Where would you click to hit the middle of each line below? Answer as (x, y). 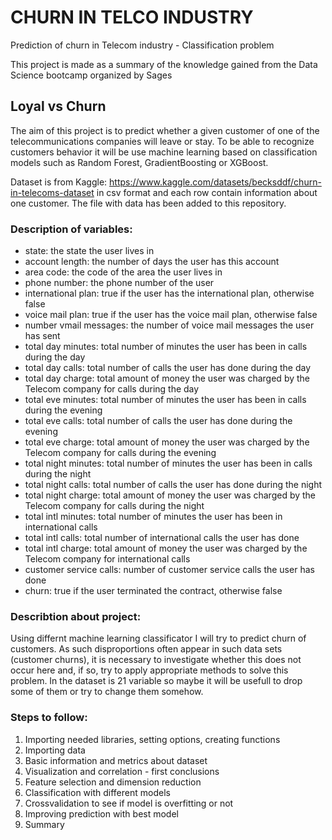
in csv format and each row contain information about (207, 192)
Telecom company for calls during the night (114, 506)
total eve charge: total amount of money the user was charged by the (167, 442)
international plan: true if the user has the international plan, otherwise (169, 293)
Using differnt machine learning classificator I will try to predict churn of (158, 638)
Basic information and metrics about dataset (116, 760)
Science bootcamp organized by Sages (91, 75)
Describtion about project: (76, 616)
